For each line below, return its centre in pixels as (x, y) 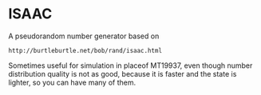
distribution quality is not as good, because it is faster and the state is (123, 73)
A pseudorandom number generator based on (84, 36)
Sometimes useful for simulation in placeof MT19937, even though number (130, 65)
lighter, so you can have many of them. (72, 82)
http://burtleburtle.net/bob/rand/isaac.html (85, 50)
